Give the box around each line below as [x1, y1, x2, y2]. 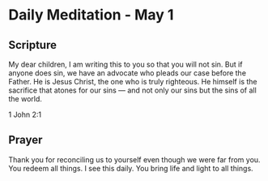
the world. [8, 94, 43, 103]
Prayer [8, 133, 43, 147]
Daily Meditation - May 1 [8, 6, 174, 24]
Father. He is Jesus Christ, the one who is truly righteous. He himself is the [8, 77, 257, 86]
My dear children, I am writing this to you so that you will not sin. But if [8, 59, 243, 69]
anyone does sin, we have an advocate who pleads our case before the [8, 68, 247, 78]
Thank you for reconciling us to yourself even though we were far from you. [8, 154, 261, 164]
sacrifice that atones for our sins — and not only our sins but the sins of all [8, 85, 257, 95]
